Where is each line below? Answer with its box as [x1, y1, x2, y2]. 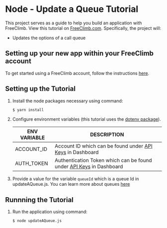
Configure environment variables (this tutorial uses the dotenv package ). [12, 116, 162, 122]
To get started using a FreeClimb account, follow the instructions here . [5, 70, 150, 76]
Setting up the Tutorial [5, 84, 76, 93]
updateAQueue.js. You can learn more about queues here [12, 181, 130, 187]
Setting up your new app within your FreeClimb [5, 49, 154, 58]
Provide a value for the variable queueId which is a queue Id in [12, 176, 139, 182]
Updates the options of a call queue [12, 35, 86, 41]
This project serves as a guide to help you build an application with [5, 20, 142, 26]
